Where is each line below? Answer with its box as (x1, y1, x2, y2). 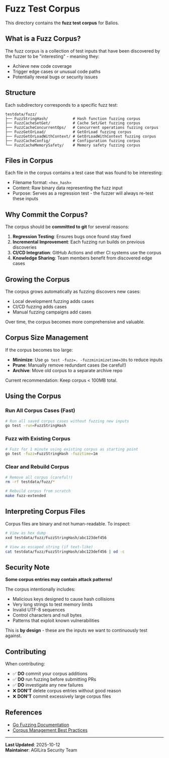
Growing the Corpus (5, 275, 70, 284)
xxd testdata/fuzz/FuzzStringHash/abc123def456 (5, 535, 107, 540)
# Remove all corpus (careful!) (5, 475, 73, 480)
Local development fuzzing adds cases (12, 298, 94, 304)
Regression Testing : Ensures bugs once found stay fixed (12, 234, 131, 240)
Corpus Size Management (5, 333, 89, 342)
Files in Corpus (5, 156, 53, 165)
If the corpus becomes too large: (5, 347, 73, 353)
